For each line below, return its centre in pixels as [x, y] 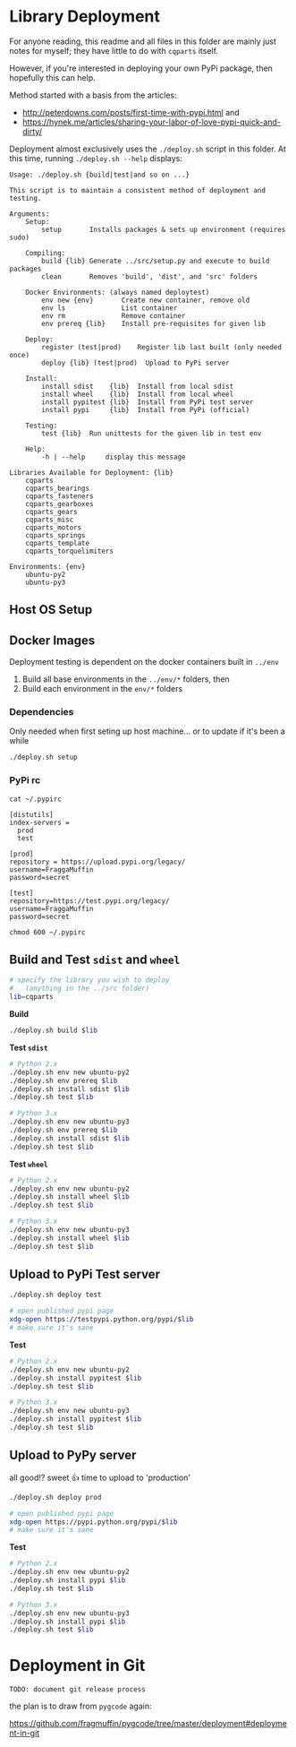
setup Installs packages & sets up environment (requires [164, 229]
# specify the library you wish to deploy [89, 980]
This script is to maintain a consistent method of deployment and [138, 190]
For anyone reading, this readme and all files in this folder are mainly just [143, 41]
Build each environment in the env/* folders [102, 689]
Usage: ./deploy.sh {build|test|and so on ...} [100, 175]
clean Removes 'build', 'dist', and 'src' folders [149, 276]
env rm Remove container [114, 315]
